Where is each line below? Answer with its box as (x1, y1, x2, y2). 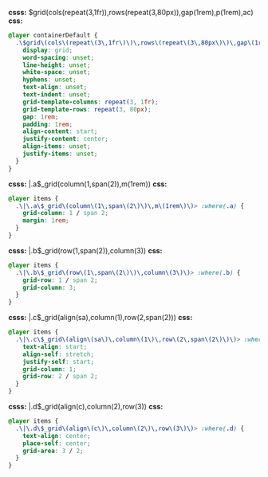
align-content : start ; (22, 127, 98, 135)
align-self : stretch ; (22, 350, 94, 358)
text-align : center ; (22, 432, 91, 440)
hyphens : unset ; (22, 76, 77, 84)
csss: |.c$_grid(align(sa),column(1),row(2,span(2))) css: (8, 313, 193, 323)
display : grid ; (22, 46, 73, 54)
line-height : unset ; (22, 61, 91, 69)
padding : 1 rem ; (22, 120, 73, 128)
